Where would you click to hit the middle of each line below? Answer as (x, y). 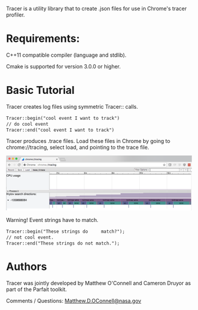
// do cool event (27, 124)
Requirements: (43, 39)
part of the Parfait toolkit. (37, 289)
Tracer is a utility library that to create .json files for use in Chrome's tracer (96, 9)
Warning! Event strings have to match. (52, 220)
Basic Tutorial (40, 90)
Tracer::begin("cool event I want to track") (63, 118)
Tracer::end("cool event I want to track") (60, 130)
